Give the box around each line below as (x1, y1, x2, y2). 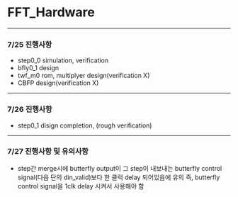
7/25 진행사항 (7, 40, 52, 50)
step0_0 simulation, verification (17, 56, 109, 64)
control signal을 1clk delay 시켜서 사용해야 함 (17, 181, 144, 190)
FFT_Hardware (7, 4, 96, 21)
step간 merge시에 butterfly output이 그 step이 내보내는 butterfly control (17, 164, 222, 172)
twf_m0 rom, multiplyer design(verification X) (17, 72, 150, 80)
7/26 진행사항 (7, 104, 52, 114)
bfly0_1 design (17, 64, 59, 72)
